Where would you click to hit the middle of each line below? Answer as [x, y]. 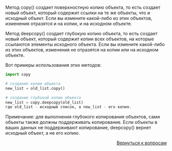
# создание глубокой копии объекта [43, 97]
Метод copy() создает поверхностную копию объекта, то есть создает [83, 7]
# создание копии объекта [33, 84]
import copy [18, 74]
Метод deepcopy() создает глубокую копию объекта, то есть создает [81, 33]
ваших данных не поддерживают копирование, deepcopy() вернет [78, 128]
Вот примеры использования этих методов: [53, 65]
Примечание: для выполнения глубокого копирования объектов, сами [83, 117]
